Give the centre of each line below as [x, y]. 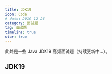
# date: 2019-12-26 [25, 18]
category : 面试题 [22, 23]
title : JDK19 [18, 9]
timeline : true [21, 32]
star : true [16, 37]
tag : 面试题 [16, 28]
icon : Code [16, 14]
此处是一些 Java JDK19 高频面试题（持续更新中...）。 [57, 51]
